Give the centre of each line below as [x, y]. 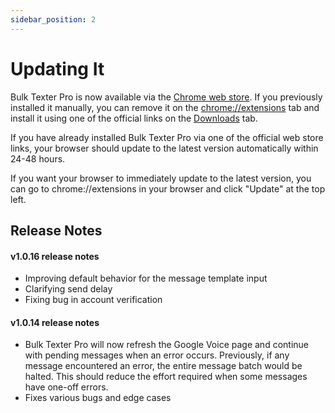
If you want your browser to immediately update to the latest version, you [161, 178]
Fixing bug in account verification [93, 300]
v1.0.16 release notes [55, 256]
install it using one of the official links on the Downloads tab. [134, 118]
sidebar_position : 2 [53, 19]
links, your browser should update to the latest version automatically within [164, 148]
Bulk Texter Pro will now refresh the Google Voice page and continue [166, 345]
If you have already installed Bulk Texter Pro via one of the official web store [167, 137]
